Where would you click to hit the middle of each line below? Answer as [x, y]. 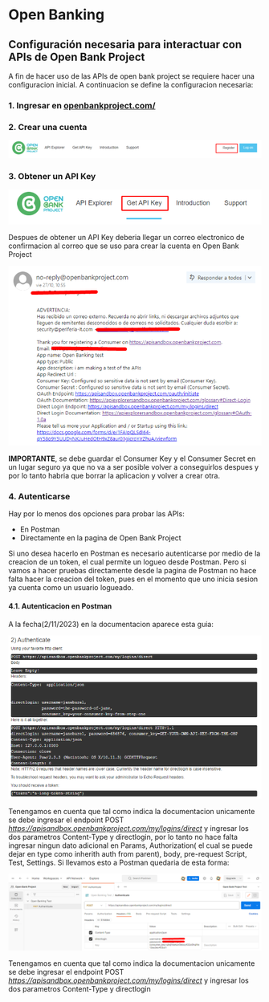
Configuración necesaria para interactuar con [125, 45]
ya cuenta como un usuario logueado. [71, 588]
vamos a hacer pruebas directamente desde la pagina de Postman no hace [132, 571]
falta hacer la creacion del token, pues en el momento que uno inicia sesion [133, 579]
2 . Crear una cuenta [48, 127]
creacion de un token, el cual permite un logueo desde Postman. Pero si [127, 562]
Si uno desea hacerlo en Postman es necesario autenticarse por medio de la [134, 554]
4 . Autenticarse [39, 497]
